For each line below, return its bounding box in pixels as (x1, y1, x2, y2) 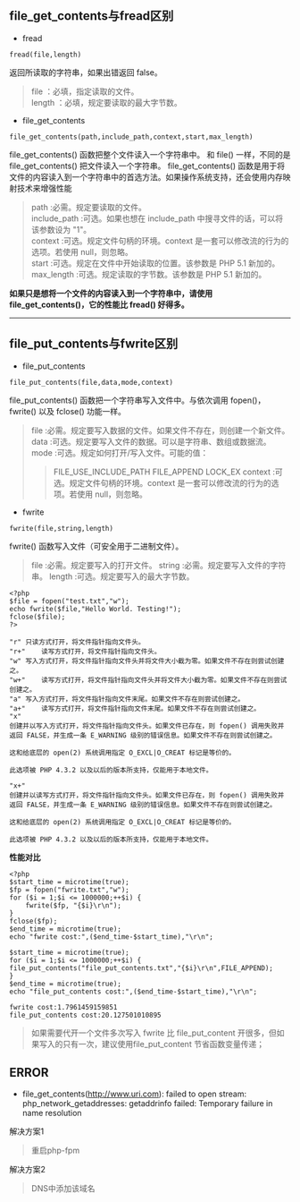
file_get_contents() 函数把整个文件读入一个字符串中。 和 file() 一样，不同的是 (9, 149, 291, 159)
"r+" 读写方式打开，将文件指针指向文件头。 (9, 647, 162, 656)
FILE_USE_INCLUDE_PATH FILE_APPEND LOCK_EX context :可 (53, 466, 283, 477)
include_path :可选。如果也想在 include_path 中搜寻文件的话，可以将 (30, 213, 284, 224)
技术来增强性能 (16, 183, 72, 193)
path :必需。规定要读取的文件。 (30, 201, 147, 212)
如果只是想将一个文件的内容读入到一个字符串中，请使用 (9, 287, 212, 298)
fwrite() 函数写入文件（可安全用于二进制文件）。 (9, 541, 184, 551)
